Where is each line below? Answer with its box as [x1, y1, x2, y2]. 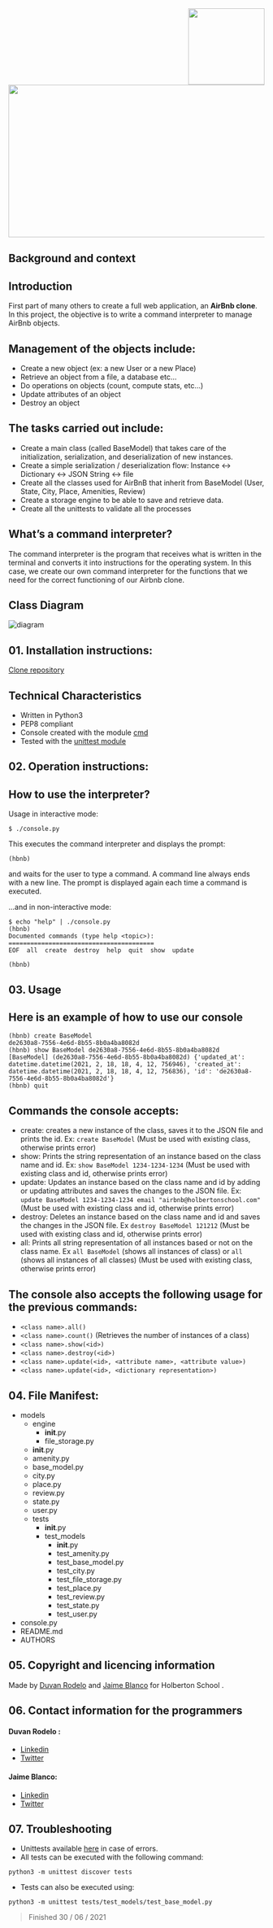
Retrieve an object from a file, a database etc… [19, 372, 177, 382]
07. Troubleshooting [8, 1822, 112, 1836]
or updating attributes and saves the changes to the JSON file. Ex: [19, 1186, 242, 1196]
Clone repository [8, 665, 65, 675]
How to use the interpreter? [8, 787, 150, 801]
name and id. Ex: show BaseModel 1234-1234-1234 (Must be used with [19, 1160, 250, 1170]
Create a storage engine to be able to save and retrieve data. [19, 495, 224, 505]
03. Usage [8, 982, 62, 996]
